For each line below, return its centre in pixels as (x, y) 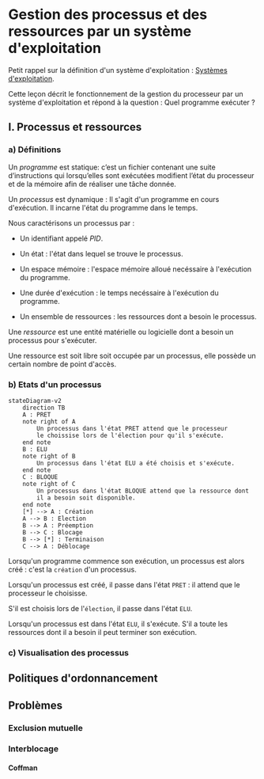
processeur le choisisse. (48, 593)
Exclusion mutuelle (45, 728)
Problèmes (36, 705)
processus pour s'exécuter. (53, 340)
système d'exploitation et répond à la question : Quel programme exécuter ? (132, 102)
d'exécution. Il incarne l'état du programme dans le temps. (103, 207)
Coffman (23, 768)
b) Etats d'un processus (55, 384)
